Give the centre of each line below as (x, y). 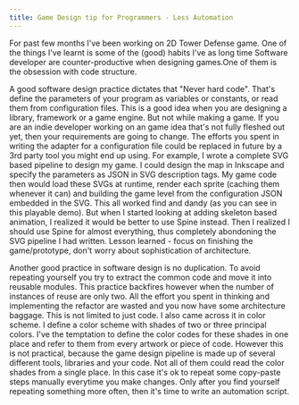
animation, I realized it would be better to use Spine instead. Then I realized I (149, 222)
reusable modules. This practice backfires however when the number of (142, 286)
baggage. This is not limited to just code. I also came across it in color (137, 315)
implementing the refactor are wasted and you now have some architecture (147, 306)
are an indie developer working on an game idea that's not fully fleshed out (147, 127)
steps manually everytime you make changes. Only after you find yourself (145, 382)
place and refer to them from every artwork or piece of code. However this (146, 343)
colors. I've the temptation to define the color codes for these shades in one (149, 334)
